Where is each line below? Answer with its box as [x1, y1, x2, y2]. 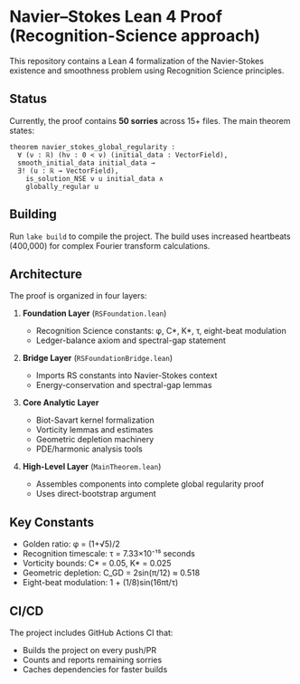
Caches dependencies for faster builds [22, 664, 168, 675]
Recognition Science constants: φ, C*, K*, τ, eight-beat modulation [35, 326, 286, 337]
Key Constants [9, 514, 95, 530]
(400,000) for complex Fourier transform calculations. [9, 240, 211, 251]
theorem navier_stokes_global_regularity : [9, 142, 176, 151]
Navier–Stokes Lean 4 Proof [9, 6, 223, 27]
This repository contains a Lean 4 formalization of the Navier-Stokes [9, 55, 265, 66]
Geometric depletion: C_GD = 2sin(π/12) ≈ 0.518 [22, 567, 201, 578]
